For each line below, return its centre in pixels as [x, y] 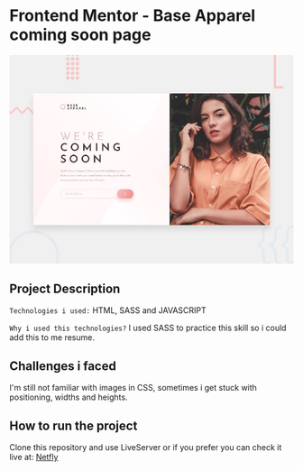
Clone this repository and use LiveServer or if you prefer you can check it [146, 447]
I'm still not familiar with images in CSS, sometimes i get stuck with [133, 388]
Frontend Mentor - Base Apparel [133, 16]
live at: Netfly [34, 457]
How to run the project [73, 425]
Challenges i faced [63, 366]
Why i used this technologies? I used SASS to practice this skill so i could [148, 328]
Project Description [65, 288]
